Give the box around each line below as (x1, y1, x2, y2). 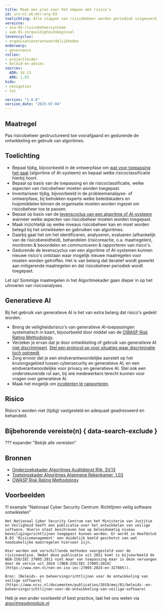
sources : (5, 66, 23, 71)
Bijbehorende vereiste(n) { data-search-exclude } (5, 427, 158, 435)
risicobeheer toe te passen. (12, 206, 67, 212)
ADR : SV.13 (9, 70, 31, 75)
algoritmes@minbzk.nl (5, 600, 50, 606)
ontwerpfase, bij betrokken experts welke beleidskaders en (12, 195, 131, 202)
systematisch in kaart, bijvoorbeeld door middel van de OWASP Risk (12, 329, 148, 335)
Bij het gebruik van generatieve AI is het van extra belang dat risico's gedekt (5, 309, 157, 315)
